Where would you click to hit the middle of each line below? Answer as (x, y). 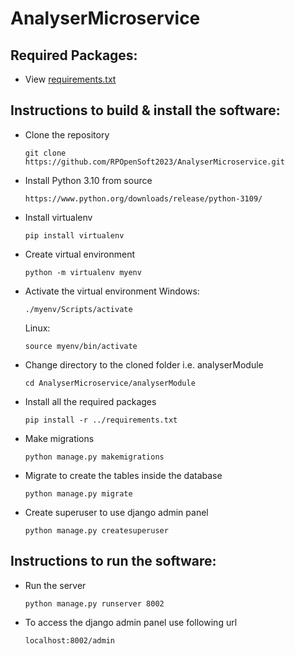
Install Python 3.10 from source (88, 180)
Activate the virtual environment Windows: (112, 291)
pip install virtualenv (74, 235)
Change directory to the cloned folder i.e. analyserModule (144, 364)
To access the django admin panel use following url (131, 622)
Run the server (55, 585)
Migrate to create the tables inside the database (123, 475)
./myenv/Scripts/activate (78, 309)
